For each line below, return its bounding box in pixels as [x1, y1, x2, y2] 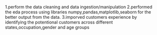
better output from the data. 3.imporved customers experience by [5, 14, 137, 20]
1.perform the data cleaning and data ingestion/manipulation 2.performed [5, 4, 153, 10]
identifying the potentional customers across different [5, 19, 113, 25]
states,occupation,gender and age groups [5, 24, 90, 30]
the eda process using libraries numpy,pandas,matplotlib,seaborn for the [5, 9, 151, 15]
